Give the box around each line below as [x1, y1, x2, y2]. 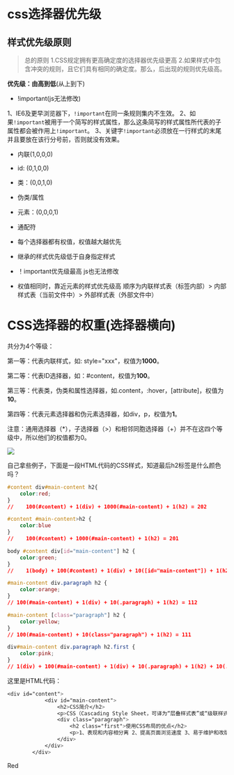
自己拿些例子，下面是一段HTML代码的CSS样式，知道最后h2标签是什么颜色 [7, 461, 221, 469]
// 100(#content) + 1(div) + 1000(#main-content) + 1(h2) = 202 [7, 503, 208, 510]
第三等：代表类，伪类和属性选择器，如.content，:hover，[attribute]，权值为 [7, 386, 224, 394]
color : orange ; [19, 586, 61, 593]
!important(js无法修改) [17, 95, 81, 102]
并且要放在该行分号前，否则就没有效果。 [7, 135, 123, 143]
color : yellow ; [19, 618, 61, 625]
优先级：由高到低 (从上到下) [7, 79, 86, 88]
